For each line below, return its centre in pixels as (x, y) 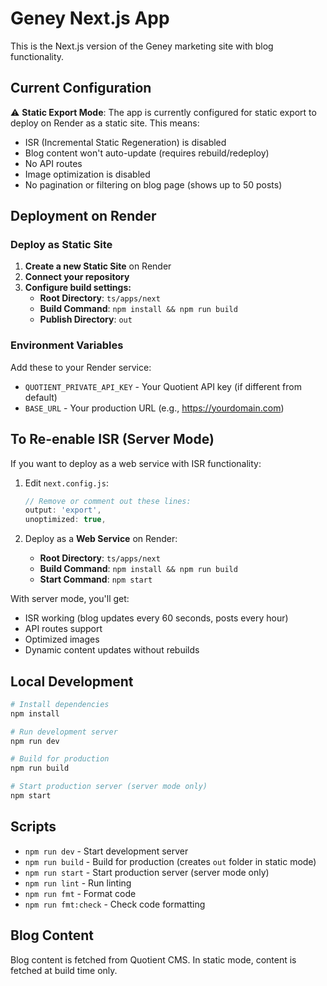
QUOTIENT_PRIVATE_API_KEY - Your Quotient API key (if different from (163, 386)
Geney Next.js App (90, 18)
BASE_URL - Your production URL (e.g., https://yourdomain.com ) (154, 408)
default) (41, 397)
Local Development (72, 681)
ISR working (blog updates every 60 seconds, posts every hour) (156, 618)
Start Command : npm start (96, 579)
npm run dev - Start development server (106, 851)
